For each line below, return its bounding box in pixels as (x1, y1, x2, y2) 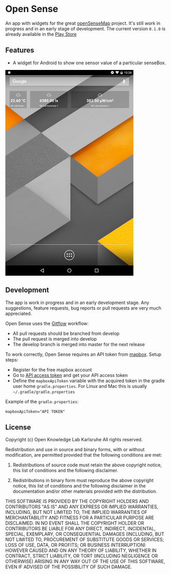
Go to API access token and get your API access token (12, 372, 128, 378)
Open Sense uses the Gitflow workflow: (5, 320, 89, 327)
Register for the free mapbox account (12, 366, 92, 373)
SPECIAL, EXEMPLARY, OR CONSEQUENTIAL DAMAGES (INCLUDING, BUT (5, 531, 165, 537)
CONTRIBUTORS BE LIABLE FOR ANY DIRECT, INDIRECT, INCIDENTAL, (5, 526, 156, 532)
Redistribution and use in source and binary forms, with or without (5, 446, 145, 453)
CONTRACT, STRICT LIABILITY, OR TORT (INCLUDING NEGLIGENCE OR (5, 553, 158, 559)
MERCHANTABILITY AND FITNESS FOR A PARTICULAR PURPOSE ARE (5, 515, 155, 521)
